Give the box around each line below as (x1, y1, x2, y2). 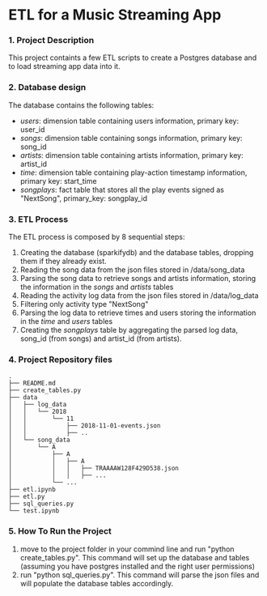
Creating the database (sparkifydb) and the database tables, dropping (19, 248, 254, 258)
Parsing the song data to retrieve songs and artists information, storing (19, 274, 256, 283)
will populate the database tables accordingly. (19, 578, 174, 588)
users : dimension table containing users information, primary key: (19, 116, 239, 126)
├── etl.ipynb (8, 486, 57, 494)
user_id (19, 124, 45, 134)
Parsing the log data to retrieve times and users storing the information (19, 308, 256, 317)
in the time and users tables (19, 317, 113, 326)
